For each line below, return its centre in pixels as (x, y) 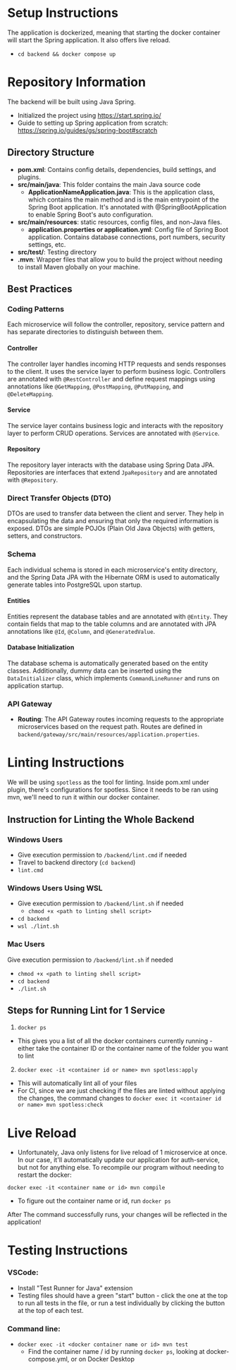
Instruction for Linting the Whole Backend (101, 819)
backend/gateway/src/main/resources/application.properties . (108, 734)
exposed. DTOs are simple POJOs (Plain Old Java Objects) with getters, (111, 528)
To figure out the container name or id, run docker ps (94, 1201)
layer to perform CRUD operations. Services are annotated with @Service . (113, 433)
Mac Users (26, 944)
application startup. (36, 685)
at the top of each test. (50, 1310)
